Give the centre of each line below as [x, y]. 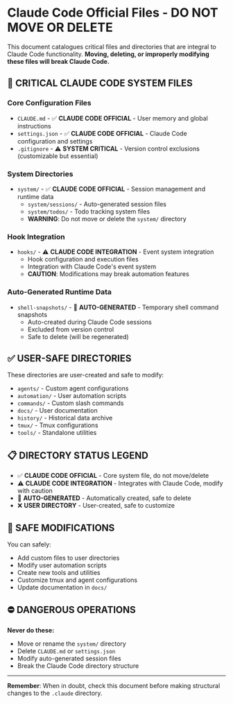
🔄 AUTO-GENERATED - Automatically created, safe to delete [104, 498]
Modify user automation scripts [62, 565]
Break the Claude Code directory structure [78, 666]
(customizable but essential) [58, 156]
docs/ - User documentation [58, 411]
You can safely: [29, 544]
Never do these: [31, 630]
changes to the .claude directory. [55, 693]
